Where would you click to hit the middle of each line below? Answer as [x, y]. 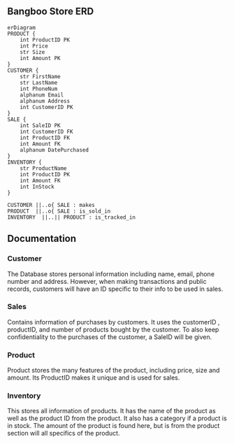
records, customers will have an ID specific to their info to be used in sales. [115, 289]
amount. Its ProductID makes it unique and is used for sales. [94, 378]
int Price [34, 46]
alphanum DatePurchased [54, 150]
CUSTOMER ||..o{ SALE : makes [51, 205]
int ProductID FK [45, 138]
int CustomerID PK [46, 107]
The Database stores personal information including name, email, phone [111, 274]
